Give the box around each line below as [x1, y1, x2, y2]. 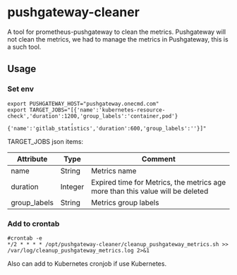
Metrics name [90, 166, 137, 176]
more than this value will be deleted [90, 186, 209, 196]
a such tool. [7, 42, 42, 51]
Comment [141, 154, 176, 164]
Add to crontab [7, 219, 60, 228]
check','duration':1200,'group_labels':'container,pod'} [7, 112, 178, 120]
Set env [7, 84, 34, 94]
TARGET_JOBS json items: [7, 137, 83, 145]
